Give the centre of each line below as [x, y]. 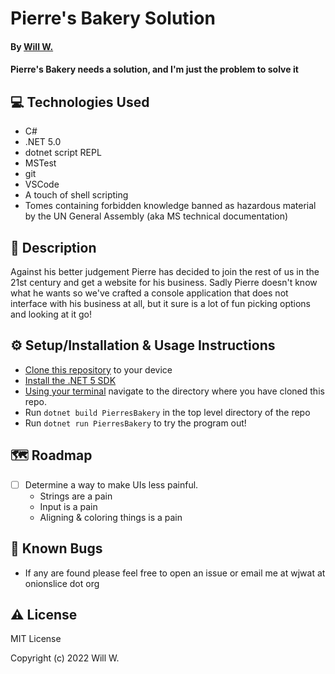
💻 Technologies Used [80, 102]
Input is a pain [68, 506]
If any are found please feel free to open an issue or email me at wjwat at [175, 573]
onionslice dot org [62, 583]
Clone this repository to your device [98, 369]
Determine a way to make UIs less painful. [111, 484]
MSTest [40, 163]
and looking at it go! [51, 314]
